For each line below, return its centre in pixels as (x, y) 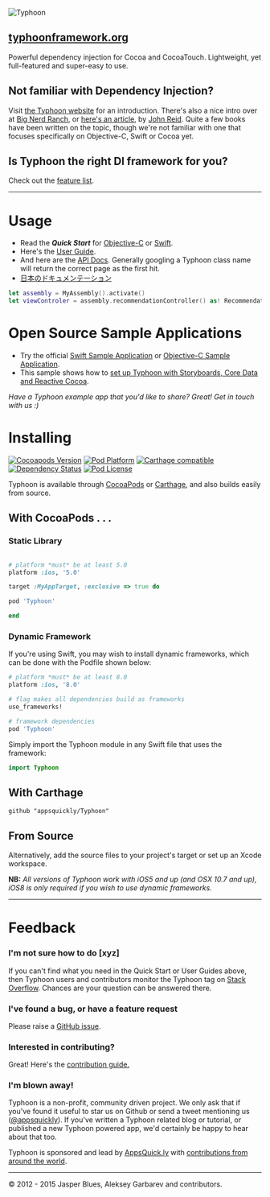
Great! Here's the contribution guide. (69, 1065)
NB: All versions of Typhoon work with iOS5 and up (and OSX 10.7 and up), (133, 879)
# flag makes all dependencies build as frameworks (96, 700)
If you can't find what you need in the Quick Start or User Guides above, (128, 971)
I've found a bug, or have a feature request (93, 1009)
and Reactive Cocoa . (55, 382)
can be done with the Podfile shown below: (80, 662)
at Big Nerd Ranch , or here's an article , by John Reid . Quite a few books (127, 119)
